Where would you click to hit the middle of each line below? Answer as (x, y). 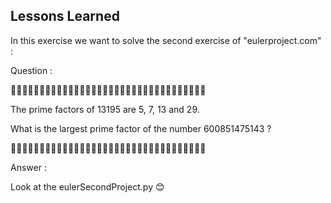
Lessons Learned (65, 16)
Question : (31, 70)
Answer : (28, 167)
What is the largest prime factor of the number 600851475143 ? (141, 128)
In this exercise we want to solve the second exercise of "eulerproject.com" (166, 40)
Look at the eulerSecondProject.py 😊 (87, 186)
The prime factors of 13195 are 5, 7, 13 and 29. (105, 109)
